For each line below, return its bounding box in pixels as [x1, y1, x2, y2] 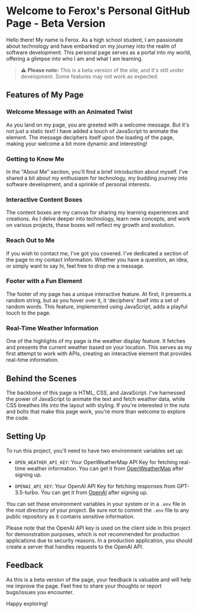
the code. [6, 414, 30, 421]
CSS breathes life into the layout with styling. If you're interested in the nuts [6, 401, 190, 408]
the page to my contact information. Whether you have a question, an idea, [6, 256, 189, 263]
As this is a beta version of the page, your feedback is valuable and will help [6, 576, 191, 583]
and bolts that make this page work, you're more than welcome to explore [6, 408, 186, 415]
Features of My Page [6, 90, 84, 100]
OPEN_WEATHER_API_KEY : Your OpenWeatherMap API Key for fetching [14, 458, 178, 465]
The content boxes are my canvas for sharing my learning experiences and [6, 209, 189, 216]
